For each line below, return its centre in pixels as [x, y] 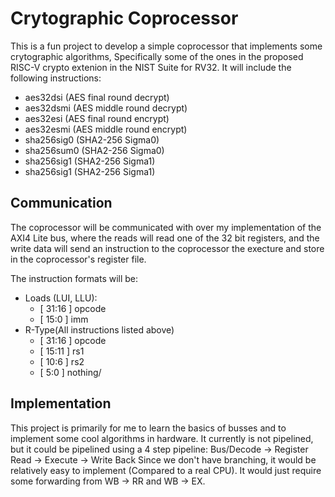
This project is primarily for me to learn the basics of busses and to [148, 428]
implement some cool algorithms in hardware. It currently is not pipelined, [162, 438]
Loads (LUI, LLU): [61, 298]
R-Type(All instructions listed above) [99, 329]
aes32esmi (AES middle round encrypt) [106, 129]
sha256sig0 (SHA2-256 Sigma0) [92, 139]
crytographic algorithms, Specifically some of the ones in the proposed [157, 56]
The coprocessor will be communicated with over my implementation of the [166, 227]
